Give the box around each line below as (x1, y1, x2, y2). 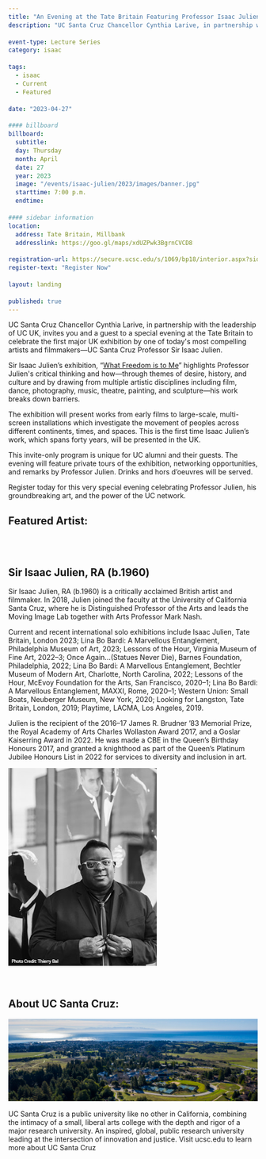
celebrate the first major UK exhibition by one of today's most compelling (8, 337, 247, 347)
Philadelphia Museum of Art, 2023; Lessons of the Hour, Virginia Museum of (8, 644, 257, 654)
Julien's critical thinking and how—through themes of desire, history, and (8, 369, 247, 378)
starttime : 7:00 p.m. (15, 189, 87, 197)
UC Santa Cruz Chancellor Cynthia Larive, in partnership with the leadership (8, 320, 256, 329)
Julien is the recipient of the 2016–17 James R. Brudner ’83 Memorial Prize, (8, 719, 253, 727)
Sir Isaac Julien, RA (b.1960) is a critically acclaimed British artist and (8, 587, 233, 596)
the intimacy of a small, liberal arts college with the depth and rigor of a (8, 1118, 241, 1127)
